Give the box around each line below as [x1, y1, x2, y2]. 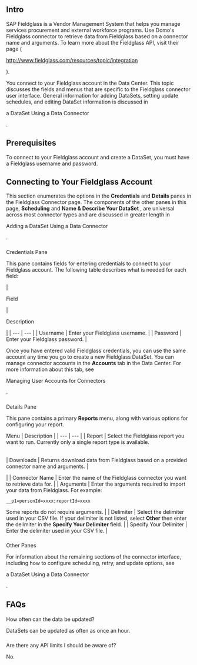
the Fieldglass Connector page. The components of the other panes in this [6, 199, 187, 206]
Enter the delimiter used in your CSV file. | [6, 527, 108, 534]
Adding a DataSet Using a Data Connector [6, 223, 108, 230]
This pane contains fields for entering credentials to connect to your [6, 260, 171, 267]
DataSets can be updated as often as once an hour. [6, 627, 131, 634]
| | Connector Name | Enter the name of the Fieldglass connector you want [6, 474, 187, 482]
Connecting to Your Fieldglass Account [6, 177, 153, 187]
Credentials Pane [6, 249, 48, 256]
